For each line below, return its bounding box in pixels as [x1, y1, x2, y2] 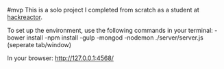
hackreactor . [7, 13, 43, 21]
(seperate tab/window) [7, 41, 72, 49]
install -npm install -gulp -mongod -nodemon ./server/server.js [26, 33, 203, 42]
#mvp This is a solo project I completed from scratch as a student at [7, 6, 200, 14]
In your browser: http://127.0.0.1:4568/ [7, 54, 114, 62]
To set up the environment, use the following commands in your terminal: [7, 27, 214, 34]
